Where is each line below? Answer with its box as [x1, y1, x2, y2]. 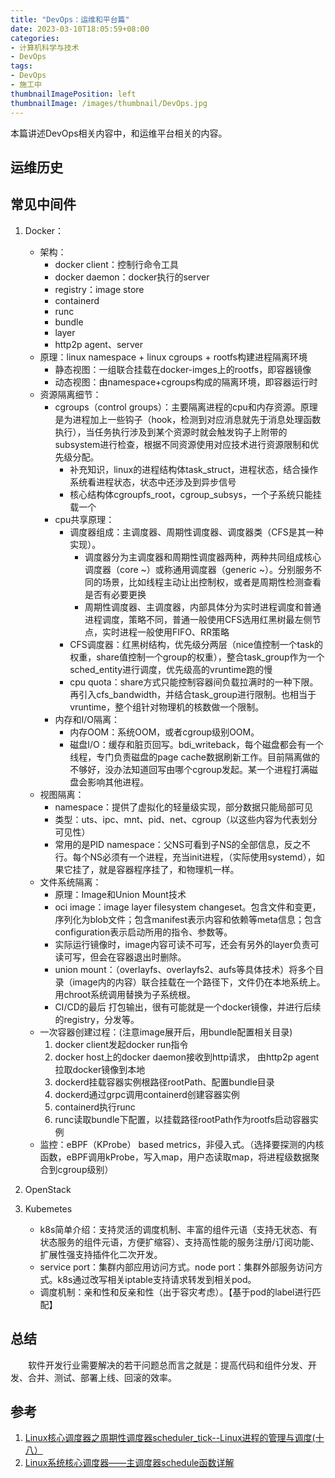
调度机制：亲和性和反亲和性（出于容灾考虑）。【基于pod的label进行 [39, 1286, 313, 1298]
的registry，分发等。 [54, 1013, 140, 1025]
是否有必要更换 [84, 588, 147, 600]
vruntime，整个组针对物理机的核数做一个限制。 [69, 701, 265, 713]
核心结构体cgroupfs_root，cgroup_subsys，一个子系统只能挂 [69, 488, 322, 500]
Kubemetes [24, 1202, 73, 1215]
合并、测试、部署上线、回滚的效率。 [27, 1371, 177, 1383]
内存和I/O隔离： [54, 713, 120, 725]
